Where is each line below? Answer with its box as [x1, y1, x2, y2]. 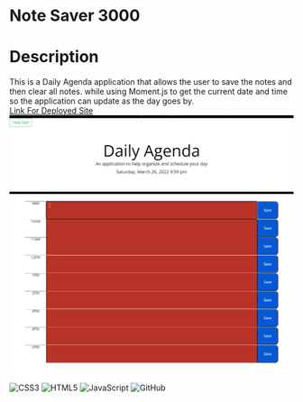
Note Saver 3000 [9, 5, 141, 26]
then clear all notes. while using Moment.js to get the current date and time [9, 87, 289, 97]
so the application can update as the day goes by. [9, 96, 195, 106]
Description [9, 47, 99, 68]
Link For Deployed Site [9, 105, 94, 116]
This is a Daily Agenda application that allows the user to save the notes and [9, 77, 293, 87]
